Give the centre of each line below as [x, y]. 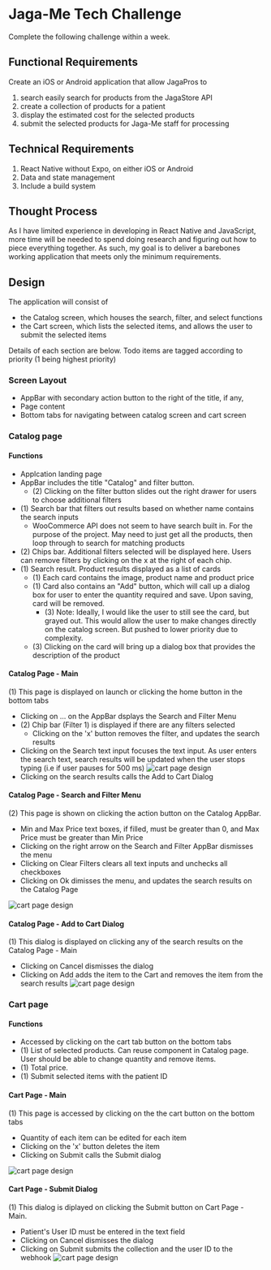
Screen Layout [38, 380]
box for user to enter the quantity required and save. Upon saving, [143, 595]
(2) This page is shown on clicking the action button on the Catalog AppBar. [135, 813]
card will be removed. [69, 603]
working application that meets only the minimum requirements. [115, 257]
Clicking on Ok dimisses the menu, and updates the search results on [136, 881]
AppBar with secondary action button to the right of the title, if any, [132, 398]
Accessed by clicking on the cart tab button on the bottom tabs [126, 1042]
